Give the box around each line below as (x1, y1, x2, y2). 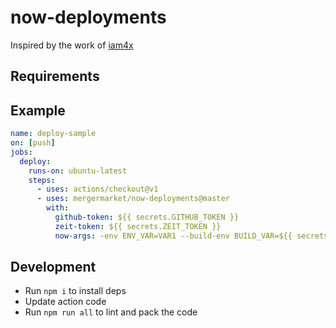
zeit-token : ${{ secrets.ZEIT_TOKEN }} (54, 221, 222, 231)
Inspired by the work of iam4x (10, 39, 134, 51)
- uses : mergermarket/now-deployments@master (36, 194, 230, 204)
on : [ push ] (10, 138, 56, 148)
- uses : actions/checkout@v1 (36, 184, 159, 195)
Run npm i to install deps (24, 285, 127, 297)
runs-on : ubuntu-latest (28, 166, 128, 176)
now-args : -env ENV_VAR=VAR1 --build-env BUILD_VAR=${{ (54, 231, 293, 241)
